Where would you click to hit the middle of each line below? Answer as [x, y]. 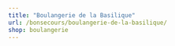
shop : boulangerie [38, 30]
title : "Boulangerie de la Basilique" [72, 15]
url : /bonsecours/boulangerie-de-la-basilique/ [88, 23]
